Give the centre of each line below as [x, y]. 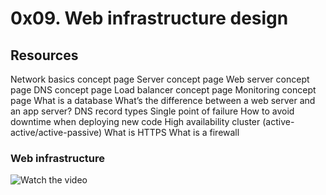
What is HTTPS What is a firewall [172, 132]
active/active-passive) [56, 132]
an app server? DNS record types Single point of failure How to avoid [152, 111]
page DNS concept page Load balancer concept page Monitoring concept [163, 90]
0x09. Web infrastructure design [149, 18]
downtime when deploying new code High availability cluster [135, 121]
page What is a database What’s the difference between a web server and [163, 100]
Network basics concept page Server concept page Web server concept [160, 79]
